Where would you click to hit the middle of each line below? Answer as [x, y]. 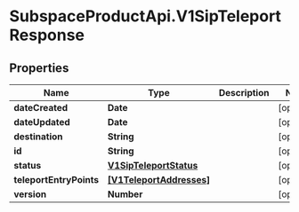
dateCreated [41, 108]
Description [244, 93]
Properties [39, 68]
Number [125, 194]
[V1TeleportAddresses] [159, 180]
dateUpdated [42, 122]
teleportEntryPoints [57, 180]
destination [38, 137]
